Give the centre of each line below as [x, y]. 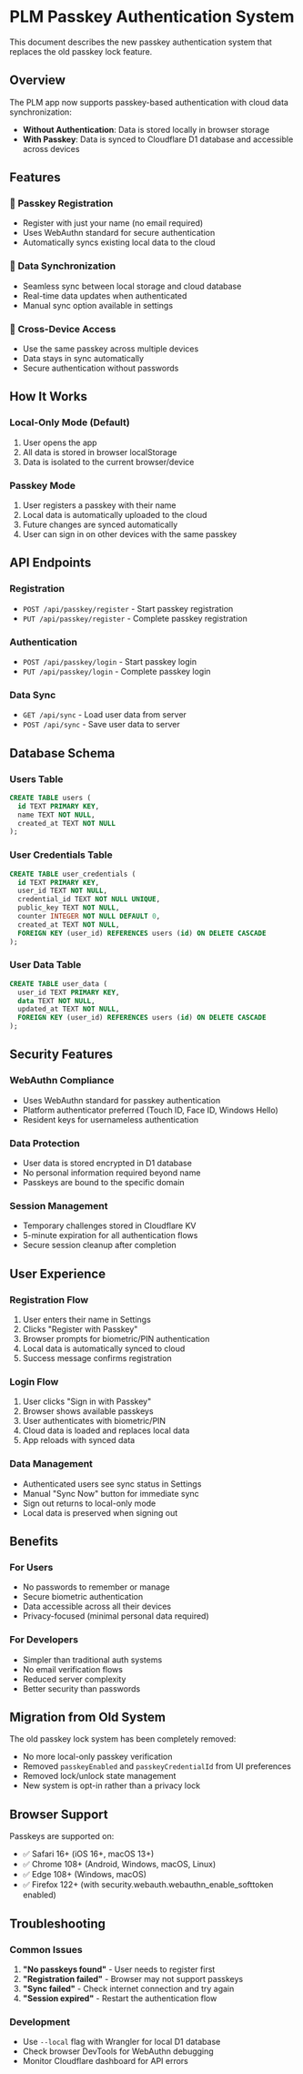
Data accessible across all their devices [96, 1606]
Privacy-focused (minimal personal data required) [116, 1616]
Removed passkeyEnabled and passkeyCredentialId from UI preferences [157, 1766]
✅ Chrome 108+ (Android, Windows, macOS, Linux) [119, 1865]
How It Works [49, 396]
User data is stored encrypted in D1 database [107, 1164]
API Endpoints [50, 563]
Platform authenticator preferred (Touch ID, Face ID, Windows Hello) [151, 1110]
